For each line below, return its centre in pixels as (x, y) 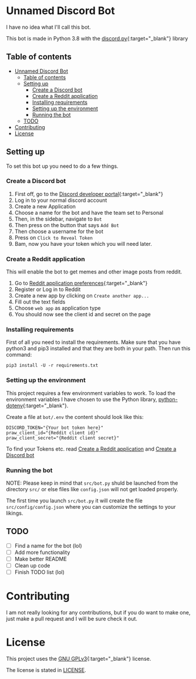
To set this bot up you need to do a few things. (62, 166)
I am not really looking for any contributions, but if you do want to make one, (98, 613)
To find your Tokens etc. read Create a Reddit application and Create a (91, 449)
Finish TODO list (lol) (39, 572)
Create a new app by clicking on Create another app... (82, 296)
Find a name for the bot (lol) (48, 545)
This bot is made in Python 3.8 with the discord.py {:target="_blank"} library (97, 38)
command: (19, 355)
